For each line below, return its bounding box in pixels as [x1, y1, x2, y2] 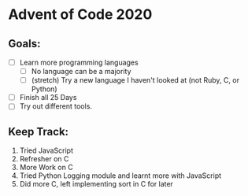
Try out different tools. [19, 102, 93, 111]
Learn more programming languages [19, 57, 139, 67]
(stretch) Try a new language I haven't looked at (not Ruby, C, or [31, 76, 240, 85]
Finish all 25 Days [19, 93, 77, 102]
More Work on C [19, 163, 73, 172]
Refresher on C [19, 154, 69, 164]
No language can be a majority [31, 67, 131, 76]
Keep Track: [8, 124, 69, 139]
